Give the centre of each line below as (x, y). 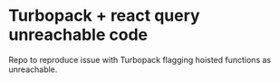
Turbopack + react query (104, 16)
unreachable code (78, 35)
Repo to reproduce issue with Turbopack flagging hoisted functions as (140, 59)
